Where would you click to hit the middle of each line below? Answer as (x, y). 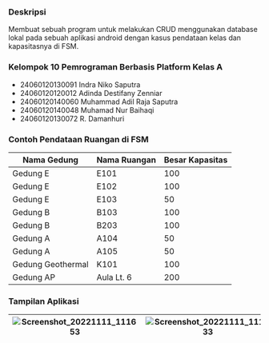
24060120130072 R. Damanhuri (72, 118)
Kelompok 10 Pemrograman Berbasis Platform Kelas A (116, 67)
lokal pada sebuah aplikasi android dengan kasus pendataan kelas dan (125, 38)
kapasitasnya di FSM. (44, 46)
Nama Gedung (50, 160)
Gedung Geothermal (51, 264)
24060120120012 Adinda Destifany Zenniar (91, 93)
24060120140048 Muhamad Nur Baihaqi (87, 110)
